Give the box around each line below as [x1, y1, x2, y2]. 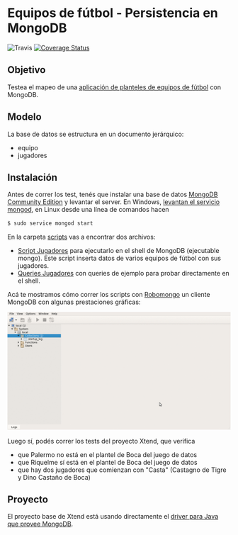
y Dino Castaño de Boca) [17, 473, 91, 481]
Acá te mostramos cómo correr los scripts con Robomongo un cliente [7, 291, 210, 299]
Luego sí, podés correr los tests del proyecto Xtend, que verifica [7, 437, 195, 445]
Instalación [7, 171, 58, 184]
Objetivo [7, 64, 46, 76]
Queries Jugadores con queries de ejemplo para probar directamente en [17, 269, 230, 278]
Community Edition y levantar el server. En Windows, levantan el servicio [7, 198, 220, 206]
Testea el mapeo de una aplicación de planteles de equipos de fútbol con [7, 83, 222, 91]
